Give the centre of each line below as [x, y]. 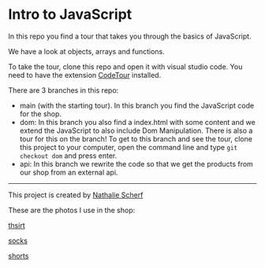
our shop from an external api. [69, 172]
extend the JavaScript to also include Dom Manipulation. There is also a [136, 130]
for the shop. [40, 114]
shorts [19, 255]
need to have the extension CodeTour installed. [85, 75]
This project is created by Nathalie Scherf [76, 195]
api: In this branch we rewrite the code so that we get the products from [136, 163]
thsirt [17, 225]
